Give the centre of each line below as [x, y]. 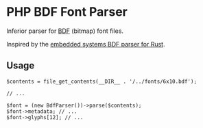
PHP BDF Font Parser [67, 12]
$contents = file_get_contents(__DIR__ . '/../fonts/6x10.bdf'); [101, 81]
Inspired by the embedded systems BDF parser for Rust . [86, 44]
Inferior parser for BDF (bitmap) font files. [65, 31]
